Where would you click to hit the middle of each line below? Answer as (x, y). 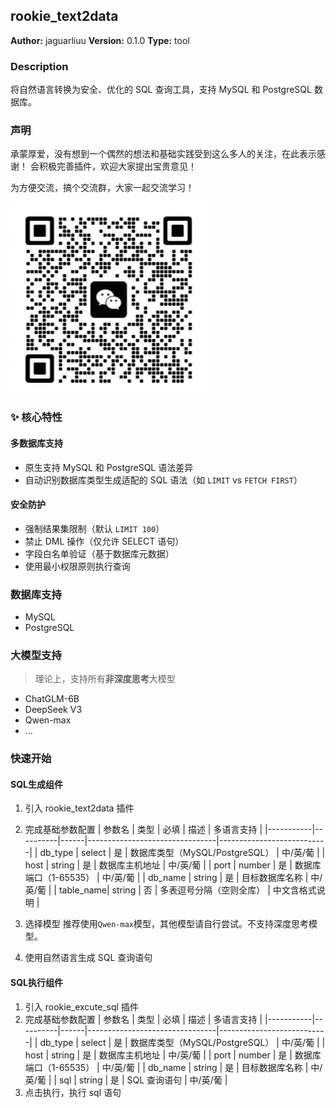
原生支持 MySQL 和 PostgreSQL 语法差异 (109, 467)
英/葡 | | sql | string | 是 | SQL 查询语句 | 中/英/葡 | (126, 1080)
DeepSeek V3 (53, 710)
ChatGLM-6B (52, 699)
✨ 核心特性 (36, 417)
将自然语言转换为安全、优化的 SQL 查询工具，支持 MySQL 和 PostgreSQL (161, 90)
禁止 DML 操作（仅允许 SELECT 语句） (104, 541)
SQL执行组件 (36, 983)
